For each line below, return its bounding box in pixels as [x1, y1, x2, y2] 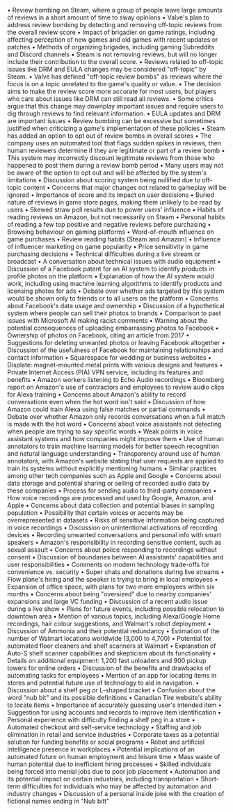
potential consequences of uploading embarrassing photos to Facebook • [7, 324, 219, 332]
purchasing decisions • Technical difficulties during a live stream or [7, 250, 200, 258]
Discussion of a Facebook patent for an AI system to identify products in [7, 264, 214, 273]
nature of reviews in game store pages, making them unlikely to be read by [7, 198, 221, 206]
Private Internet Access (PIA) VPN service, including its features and [7, 368, 203, 376]
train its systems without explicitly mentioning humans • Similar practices [7, 464, 217, 472]
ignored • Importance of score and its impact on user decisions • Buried [7, 191, 214, 199]
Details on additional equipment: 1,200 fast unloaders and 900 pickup [7, 657, 207, 664]
